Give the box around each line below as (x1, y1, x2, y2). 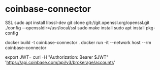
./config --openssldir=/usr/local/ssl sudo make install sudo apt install (5, 24, 145, 30)
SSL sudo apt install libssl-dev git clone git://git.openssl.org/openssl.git (5, 20, 150, 25)
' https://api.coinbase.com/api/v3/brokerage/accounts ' (5, 59, 116, 65)
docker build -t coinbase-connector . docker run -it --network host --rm (5, 39, 152, 45)
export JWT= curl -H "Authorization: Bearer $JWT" (5, 54, 109, 60)
